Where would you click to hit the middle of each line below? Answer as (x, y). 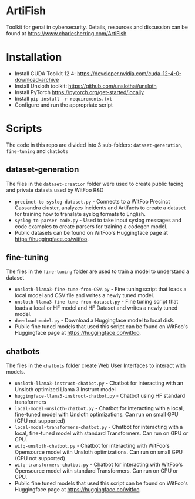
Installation (34, 57)
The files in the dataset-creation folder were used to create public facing (95, 184)
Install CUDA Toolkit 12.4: (45, 73)
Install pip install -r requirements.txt (63, 98)
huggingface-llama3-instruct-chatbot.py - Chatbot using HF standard (100, 396)
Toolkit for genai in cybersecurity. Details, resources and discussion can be (97, 27)
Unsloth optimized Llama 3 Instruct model (65, 390)
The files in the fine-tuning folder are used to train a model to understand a (98, 271)
